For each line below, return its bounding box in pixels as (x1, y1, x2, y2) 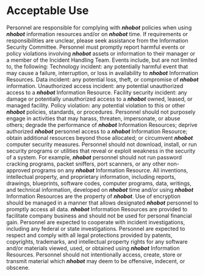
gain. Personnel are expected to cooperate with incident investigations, (6, 218, 185, 226)
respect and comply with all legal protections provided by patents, (6, 231, 173, 239)
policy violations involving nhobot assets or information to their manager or (6, 49, 196, 57)
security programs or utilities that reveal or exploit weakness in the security (6, 147, 196, 154)
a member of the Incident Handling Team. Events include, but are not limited (6, 56, 198, 64)
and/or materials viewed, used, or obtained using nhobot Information (6, 244, 180, 252)
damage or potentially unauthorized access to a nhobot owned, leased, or (6, 95, 193, 103)
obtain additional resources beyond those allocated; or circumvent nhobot (6, 134, 193, 141)
